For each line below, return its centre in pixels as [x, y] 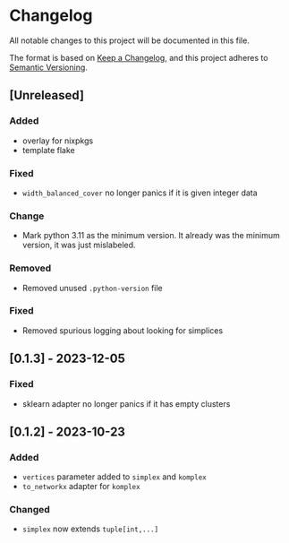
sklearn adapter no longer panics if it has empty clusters [126, 403]
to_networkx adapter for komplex [81, 487]
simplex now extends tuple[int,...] [90, 529]
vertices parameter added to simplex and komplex [115, 477]
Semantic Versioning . [48, 67]
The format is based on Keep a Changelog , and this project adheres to [139, 57]
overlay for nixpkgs [58, 141]
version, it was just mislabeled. [79, 245]
